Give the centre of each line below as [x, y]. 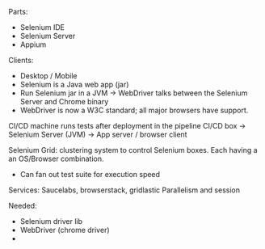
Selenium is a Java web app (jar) [74, 84]
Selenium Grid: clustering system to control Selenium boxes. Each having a [133, 150]
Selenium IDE [42, 27]
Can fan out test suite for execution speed [90, 174]
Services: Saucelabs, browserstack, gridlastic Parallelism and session [124, 190]
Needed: [23, 206]
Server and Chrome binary [64, 101]
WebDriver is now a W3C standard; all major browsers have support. [134, 110]
